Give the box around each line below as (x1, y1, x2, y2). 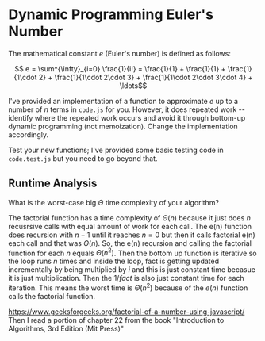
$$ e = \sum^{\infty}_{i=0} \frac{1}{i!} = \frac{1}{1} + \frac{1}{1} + (14, 63, 226, 73)
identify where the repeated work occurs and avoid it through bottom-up (8, 113, 246, 122)
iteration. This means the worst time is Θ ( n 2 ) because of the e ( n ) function (8, 282, 248, 293)
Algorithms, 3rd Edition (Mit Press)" (8, 324, 125, 334)
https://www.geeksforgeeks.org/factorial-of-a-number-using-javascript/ (8, 307, 245, 316)
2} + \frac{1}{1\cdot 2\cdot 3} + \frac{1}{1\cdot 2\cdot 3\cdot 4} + (38, 72, 253, 82)
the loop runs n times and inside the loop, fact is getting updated (8, 256, 220, 266)
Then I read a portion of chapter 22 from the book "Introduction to (8, 316, 225, 325)
